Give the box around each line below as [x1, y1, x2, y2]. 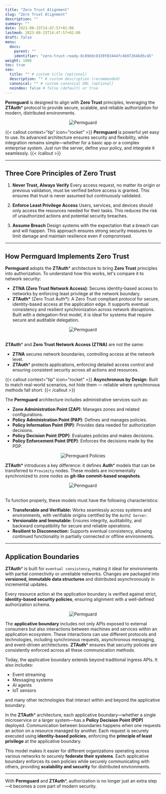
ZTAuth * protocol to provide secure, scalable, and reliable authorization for [5, 105, 159, 111]
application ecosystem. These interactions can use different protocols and [5, 631, 157, 637]
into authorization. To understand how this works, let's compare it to [5, 271, 144, 277]
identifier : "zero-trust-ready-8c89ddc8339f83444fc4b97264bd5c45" [14, 53, 154, 59]
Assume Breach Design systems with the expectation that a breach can [12, 223, 159, 229]
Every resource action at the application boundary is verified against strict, [5, 591, 157, 597]
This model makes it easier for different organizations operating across [5, 747, 150, 754]
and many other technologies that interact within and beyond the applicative [5, 697, 160, 703]
